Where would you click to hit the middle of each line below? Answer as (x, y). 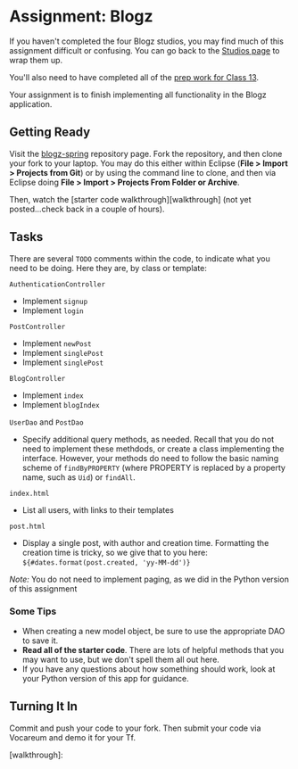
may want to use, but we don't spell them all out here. (121, 659)
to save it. (40, 641)
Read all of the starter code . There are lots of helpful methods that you (153, 649)
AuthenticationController (57, 284)
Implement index (53, 395)
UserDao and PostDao (46, 422)
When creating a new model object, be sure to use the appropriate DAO (153, 631)
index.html (29, 493)
